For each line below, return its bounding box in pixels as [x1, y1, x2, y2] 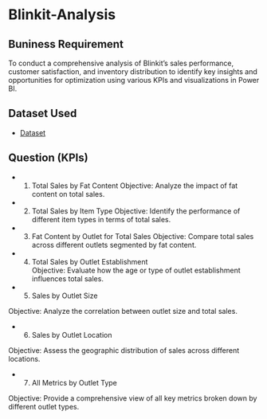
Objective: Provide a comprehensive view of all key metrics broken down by [8, 393, 257, 403]
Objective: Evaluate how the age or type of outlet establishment [31, 265, 241, 275]
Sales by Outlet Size [31, 291, 98, 300]
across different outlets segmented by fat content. [31, 240, 197, 249]
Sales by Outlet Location [31, 330, 112, 339]
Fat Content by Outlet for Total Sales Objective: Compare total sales [31, 231, 254, 241]
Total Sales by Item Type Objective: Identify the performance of [31, 206, 241, 216]
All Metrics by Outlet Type [31, 378, 117, 387]
